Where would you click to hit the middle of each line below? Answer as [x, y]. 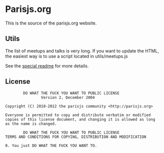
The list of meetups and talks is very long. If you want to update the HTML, [82, 50]
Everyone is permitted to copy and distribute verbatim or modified [78, 115]
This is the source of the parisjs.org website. [51, 23]
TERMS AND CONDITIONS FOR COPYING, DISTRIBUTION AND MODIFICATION [76, 137]
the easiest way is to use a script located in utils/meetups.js [67, 56]
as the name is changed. [31, 123]
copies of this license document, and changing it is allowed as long [80, 119]
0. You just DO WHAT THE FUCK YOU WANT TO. [51, 145]
